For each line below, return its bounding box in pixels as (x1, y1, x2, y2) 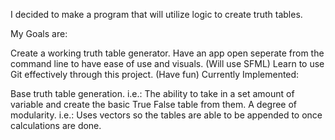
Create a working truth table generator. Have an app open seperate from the (10, 47, 325, 59)
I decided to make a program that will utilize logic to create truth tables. (10, 9, 303, 20)
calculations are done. (10, 120, 102, 131)
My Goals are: (10, 28, 68, 39)
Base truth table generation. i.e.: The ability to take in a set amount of (10, 88, 295, 99)
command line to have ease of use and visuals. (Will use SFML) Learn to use (10, 58, 325, 69)
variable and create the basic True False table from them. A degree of (10, 99, 298, 110)
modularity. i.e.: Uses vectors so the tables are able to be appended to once (10, 109, 323, 121)
